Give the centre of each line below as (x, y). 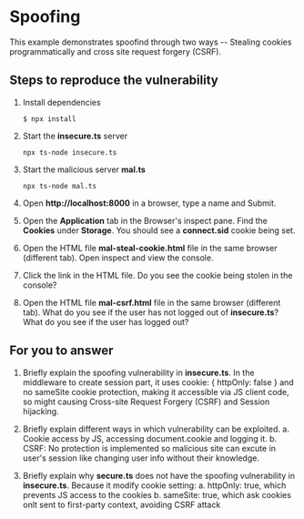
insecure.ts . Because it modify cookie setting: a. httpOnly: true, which (154, 485)
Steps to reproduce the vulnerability (114, 81)
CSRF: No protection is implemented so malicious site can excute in (149, 448)
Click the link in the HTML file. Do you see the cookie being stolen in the (157, 275)
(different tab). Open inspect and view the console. (118, 258)
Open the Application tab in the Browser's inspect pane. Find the (145, 220)
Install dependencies (62, 102)
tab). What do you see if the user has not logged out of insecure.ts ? (151, 312)
